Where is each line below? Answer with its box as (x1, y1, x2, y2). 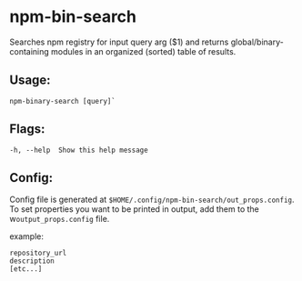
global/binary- (230, 36, 284, 47)
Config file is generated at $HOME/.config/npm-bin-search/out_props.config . (9, 194, 295, 206)
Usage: (9, 73, 52, 88)
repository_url (9, 248, 67, 258)
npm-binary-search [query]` (9, 96, 116, 105)
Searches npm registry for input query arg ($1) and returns (9, 36, 229, 47)
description (9, 256, 55, 266)
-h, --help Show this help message (9, 146, 148, 155)
